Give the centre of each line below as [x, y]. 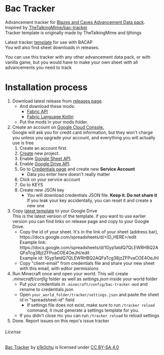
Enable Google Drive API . [45, 163]
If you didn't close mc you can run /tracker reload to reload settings [89, 315]
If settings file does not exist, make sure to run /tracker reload [91, 305]
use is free [23, 143]
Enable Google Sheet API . [46, 159]
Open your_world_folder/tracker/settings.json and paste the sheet [89, 294]
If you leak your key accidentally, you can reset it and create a [89, 200]
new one [36, 205]
